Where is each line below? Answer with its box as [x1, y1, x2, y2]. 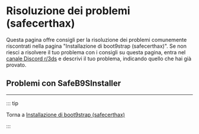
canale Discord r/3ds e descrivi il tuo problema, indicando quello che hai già [6, 55, 191, 62]
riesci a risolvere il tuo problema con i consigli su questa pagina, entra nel [6, 48, 186, 55]
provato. [6, 61, 27, 68]
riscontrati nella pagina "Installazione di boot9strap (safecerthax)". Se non [6, 43, 187, 50]
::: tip [6, 99, 19, 107]
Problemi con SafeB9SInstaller [6, 79, 121, 89]
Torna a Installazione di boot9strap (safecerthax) [6, 111, 126, 118]
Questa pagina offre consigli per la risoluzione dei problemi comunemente [6, 36, 187, 43]
